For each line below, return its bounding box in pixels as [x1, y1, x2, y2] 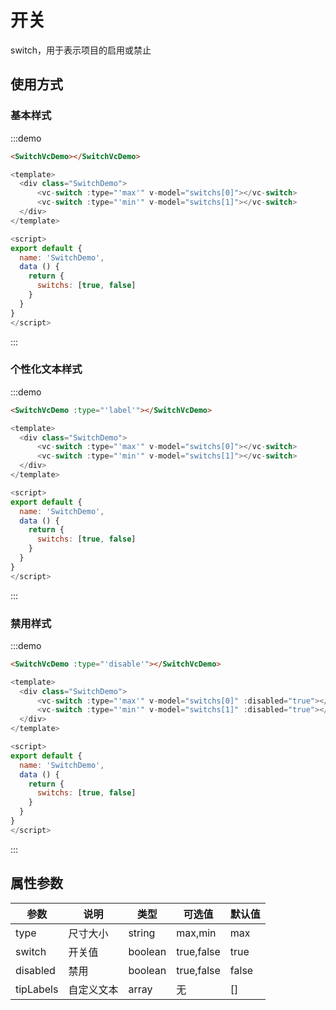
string [128, 926, 156, 940]
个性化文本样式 [10, 362, 83, 376]
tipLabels [15, 982, 59, 996]
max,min [176, 926, 217, 940]
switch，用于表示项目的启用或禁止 [10, 44, 152, 56]
